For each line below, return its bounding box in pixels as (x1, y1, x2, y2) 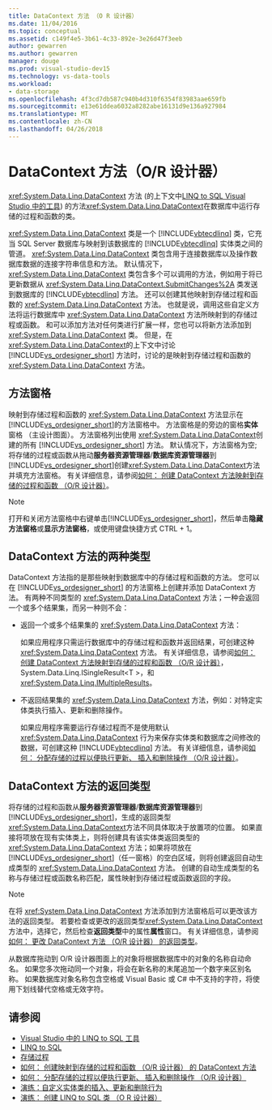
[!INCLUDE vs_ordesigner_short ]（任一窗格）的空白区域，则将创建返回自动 (8, 853, 257, 863)
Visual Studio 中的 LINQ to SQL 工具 (19, 1033, 140, 1043)
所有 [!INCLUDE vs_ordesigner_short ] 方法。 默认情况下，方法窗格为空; (22, 440, 257, 450)
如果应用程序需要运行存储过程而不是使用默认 (19, 723, 170, 733)
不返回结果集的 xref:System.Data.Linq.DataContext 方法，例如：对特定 (19, 695, 256, 705)
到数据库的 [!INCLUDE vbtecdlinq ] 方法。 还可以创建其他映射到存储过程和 (8, 289, 251, 299)
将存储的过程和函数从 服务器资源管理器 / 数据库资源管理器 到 (8, 802, 203, 812)
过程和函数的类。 (22, 211, 79, 221)
